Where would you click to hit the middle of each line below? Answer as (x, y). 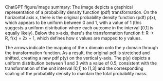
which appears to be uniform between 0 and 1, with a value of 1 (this (73, 22)
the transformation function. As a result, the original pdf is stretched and (77, 53)
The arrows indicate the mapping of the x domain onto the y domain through (81, 48)
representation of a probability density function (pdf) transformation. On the (81, 12)
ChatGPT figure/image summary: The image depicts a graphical (69, 7)
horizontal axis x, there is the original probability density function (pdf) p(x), (81, 17)
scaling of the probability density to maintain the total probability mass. (76, 73)
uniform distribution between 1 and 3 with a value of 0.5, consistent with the (81, 63)
